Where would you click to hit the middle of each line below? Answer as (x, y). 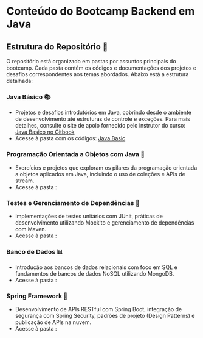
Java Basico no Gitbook (45, 132)
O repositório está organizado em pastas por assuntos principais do (91, 61)
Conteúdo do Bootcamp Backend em (101, 11)
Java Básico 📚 (29, 97)
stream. (25, 181)
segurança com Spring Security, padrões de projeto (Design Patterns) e (105, 316)
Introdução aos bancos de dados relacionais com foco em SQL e (96, 267)
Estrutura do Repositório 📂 (57, 47)
